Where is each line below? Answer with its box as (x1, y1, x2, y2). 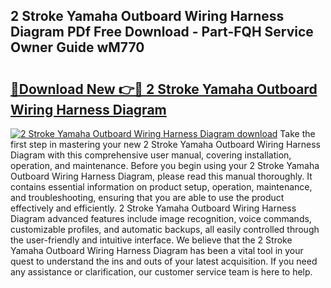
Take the (279, 128, 316, 139)
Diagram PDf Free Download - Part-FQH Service (10, 24, 314, 41)
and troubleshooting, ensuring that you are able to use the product (10, 192, 285, 203)
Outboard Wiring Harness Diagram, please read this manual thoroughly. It (10, 170, 313, 182)
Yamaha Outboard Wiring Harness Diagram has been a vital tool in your (10, 245, 304, 256)
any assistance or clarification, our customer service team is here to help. (10, 266, 313, 278)
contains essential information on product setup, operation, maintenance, (10, 181, 313, 193)
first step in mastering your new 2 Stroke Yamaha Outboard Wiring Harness (10, 139, 321, 150)
